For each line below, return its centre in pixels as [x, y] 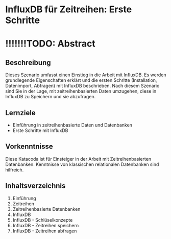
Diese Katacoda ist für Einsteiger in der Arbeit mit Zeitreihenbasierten [78, 159]
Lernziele [20, 113]
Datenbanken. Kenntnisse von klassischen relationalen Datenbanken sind [82, 164]
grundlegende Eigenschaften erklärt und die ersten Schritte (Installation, [81, 80]
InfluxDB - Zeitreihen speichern [46, 225]
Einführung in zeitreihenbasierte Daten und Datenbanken [72, 125]
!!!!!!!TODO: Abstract [50, 44]
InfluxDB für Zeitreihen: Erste [69, 9]
